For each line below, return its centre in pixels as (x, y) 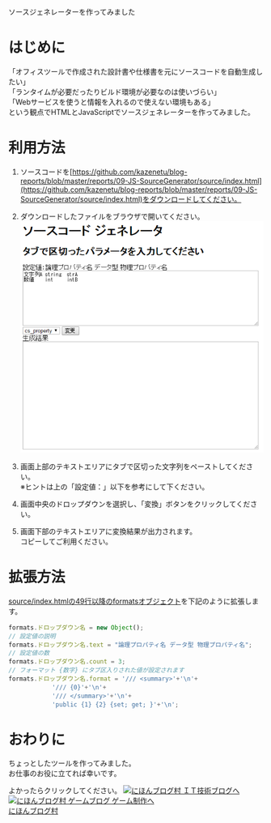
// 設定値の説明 (32, 636)
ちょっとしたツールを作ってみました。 (72, 763)
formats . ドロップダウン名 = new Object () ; (76, 627)
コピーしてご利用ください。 (66, 541)
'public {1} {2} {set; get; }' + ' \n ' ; (115, 704)
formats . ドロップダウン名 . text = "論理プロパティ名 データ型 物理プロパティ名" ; (130, 645)
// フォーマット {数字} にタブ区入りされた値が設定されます (96, 671)
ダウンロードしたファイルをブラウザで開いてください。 (112, 216)
